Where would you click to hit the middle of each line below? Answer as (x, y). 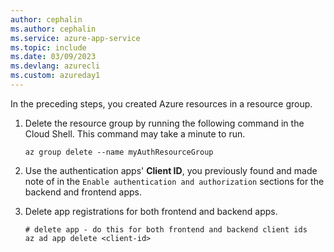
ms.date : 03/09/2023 (53, 57)
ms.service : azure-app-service (75, 38)
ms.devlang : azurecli (55, 66)
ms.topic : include (48, 47)
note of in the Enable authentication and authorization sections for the (174, 181)
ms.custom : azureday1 (55, 76)
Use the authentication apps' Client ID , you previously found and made (171, 170)
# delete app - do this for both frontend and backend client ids (166, 229)
